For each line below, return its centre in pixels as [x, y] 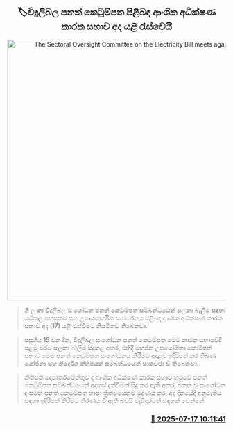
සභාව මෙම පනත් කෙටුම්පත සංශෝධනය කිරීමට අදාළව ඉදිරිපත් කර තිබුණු [120, 355]
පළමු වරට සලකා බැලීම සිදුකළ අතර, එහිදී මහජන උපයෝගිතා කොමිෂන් [118, 348]
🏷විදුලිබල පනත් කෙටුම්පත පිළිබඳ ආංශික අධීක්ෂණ [116, 12]
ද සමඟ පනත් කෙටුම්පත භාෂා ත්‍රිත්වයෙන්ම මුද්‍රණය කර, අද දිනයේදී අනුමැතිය [123, 393]
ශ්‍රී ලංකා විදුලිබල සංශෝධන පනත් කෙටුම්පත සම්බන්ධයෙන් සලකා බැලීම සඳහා [125, 310]
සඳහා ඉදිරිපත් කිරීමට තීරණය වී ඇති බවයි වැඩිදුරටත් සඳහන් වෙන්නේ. [115, 400]
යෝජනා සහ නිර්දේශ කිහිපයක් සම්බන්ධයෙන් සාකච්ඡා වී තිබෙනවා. [111, 363]
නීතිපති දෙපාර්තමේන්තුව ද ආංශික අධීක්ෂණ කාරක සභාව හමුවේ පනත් [116, 377]
